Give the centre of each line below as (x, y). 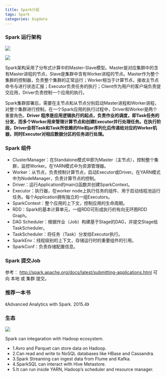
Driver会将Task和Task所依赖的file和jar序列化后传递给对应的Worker (83, 127)
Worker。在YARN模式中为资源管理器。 (69, 166)
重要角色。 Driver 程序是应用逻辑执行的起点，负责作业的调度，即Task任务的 (82, 115)
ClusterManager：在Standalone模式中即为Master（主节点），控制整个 (83, 160)
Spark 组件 (18, 148)
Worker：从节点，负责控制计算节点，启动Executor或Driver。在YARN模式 (86, 172)
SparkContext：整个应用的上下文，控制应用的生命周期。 (70, 203)
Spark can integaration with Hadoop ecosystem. (55, 338)
